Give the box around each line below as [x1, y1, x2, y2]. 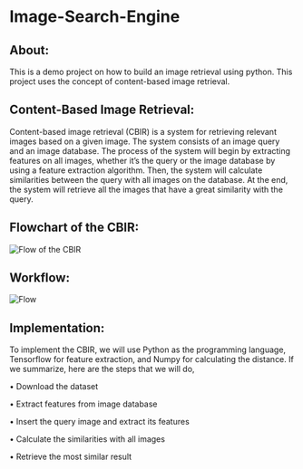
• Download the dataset [9, 381, 99, 392]
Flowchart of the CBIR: [9, 220, 140, 235]
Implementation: [9, 320, 105, 336]
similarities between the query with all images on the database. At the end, [9, 174, 288, 185]
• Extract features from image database [9, 398, 158, 409]
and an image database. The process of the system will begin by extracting [9, 145, 291, 156]
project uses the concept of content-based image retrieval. [9, 76, 230, 87]
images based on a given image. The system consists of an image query [9, 136, 280, 147]
